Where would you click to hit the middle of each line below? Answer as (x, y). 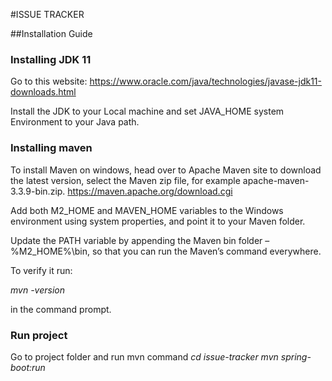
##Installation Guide (51, 33)
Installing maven (51, 148)
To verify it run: (41, 270)
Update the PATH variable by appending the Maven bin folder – (140, 240)
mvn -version (37, 290)
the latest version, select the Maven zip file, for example (125, 180)
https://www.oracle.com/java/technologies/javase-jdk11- (205, 81)
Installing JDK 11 (51, 59)
